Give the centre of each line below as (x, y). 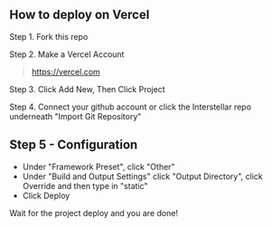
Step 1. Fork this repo (49, 36)
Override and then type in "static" (85, 185)
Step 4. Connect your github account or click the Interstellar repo (130, 107)
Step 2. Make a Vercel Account (67, 54)
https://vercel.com (66, 71)
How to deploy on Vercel (80, 15)
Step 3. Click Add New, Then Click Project (87, 89)
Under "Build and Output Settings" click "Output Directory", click (143, 176)
